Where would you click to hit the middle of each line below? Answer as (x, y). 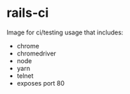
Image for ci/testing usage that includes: (65, 32)
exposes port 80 (40, 83)
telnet (25, 76)
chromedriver (37, 53)
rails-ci (28, 13)
